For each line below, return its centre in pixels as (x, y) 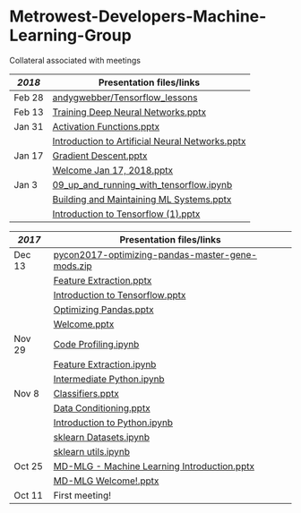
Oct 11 (28, 495)
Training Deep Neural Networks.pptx (129, 112)
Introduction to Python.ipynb (113, 423)
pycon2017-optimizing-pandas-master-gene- (155, 254)
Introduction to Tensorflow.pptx (120, 295)
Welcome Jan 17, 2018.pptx (113, 170)
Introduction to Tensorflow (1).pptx (126, 214)
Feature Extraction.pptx (103, 280)
